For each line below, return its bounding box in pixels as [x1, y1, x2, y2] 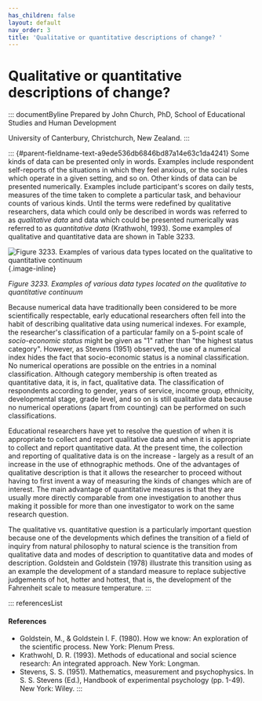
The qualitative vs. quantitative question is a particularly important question [8, 525, 252, 535]
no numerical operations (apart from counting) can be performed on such [8, 403, 246, 412]
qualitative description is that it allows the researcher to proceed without [8, 468, 242, 477]
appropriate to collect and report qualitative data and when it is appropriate [8, 435, 251, 444]
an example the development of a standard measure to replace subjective [8, 567, 246, 576]
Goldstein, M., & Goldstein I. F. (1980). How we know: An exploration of [19, 633, 249, 644]
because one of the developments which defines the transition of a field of [8, 533, 249, 542]
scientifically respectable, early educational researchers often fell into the [8, 311, 246, 320]
